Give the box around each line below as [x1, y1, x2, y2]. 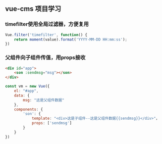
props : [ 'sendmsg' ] [31, 121, 72, 126]
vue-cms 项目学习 [5, 4, 61, 13]
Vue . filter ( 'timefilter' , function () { [5, 32, 88, 37]
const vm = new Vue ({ [5, 84, 50, 89]
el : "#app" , [14, 89, 39, 94]
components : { [14, 107, 43, 112]
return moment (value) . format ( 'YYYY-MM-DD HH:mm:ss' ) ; [14, 37, 127, 42]
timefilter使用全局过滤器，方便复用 [5, 21, 89, 28]
